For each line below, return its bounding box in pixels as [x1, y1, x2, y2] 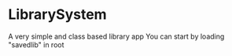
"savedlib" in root [8, 39, 64, 49]
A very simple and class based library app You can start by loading [8, 32, 225, 41]
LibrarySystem [8, 6, 108, 24]
